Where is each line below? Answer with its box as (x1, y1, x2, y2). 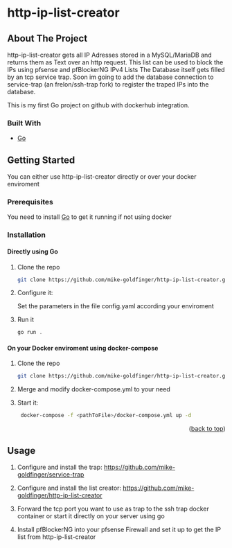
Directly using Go (7, 247, 59, 256)
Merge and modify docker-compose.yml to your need (17, 385, 171, 394)
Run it (17, 315, 35, 324)
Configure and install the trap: (17, 463, 102, 472)
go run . (17, 329, 43, 336)
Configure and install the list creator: (17, 484, 122, 493)
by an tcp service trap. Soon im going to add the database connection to (7, 73, 214, 81)
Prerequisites (7, 197, 53, 207)
